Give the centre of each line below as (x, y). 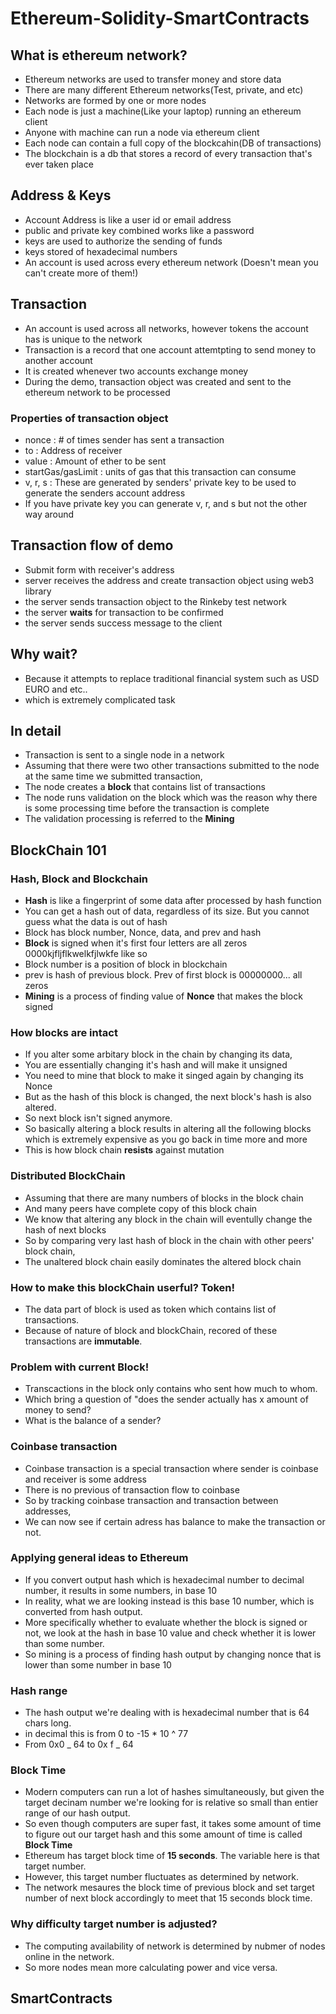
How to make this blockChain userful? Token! (123, 1287)
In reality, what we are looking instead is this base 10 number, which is (169, 1601)
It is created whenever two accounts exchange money (136, 371)
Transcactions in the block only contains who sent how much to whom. (171, 1389)
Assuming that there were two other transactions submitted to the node (172, 766)
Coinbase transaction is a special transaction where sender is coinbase (171, 1468)
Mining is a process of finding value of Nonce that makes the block (163, 996)
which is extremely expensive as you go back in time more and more (166, 1139)
